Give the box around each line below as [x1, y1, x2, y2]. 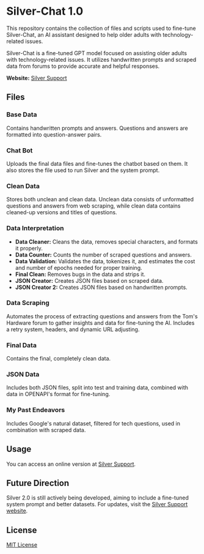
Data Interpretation [6, 224, 64, 233]
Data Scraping [6, 299, 50, 307]
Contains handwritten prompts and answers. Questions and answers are [6, 124, 188, 132]
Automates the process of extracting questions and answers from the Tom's [6, 312, 198, 320]
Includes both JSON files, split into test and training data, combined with [6, 384, 188, 391]
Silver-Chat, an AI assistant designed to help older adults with [6, 31, 162, 38]
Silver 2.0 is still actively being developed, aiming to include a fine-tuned [6, 494, 189, 501]
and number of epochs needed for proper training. [15, 264, 142, 271]
